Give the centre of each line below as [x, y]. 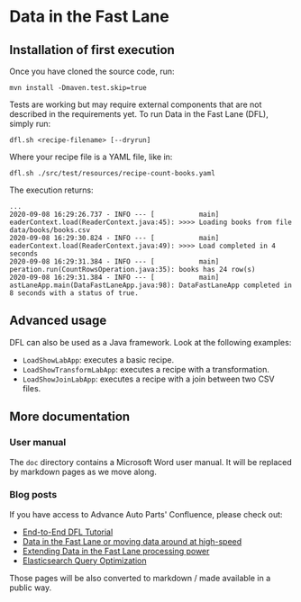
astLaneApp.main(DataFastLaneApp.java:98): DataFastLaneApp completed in [151, 285]
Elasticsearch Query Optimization [84, 561]
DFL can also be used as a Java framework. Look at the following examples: [150, 342]
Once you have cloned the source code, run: [92, 71]
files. [32, 388]
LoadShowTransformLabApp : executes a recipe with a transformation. [146, 369]
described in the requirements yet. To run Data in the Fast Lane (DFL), [139, 114]
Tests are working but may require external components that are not [136, 104]
